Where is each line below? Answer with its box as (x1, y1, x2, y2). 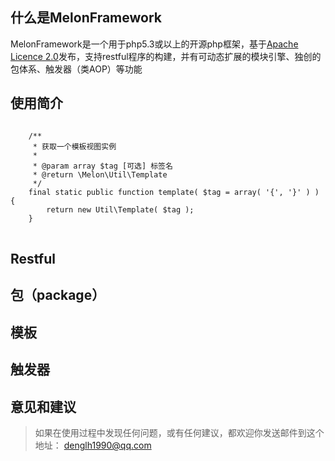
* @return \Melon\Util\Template (32, 169, 168, 180)
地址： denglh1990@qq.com (34, 439, 152, 451)
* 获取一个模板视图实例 (32, 141, 117, 152)
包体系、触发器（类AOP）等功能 (10, 63, 143, 75)
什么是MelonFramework (10, 9, 162, 27)
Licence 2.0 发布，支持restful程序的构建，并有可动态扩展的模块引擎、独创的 (10, 50, 322, 62)
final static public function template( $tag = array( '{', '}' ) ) (28, 187, 320, 197)
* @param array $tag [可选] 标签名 (32, 161, 173, 171)
